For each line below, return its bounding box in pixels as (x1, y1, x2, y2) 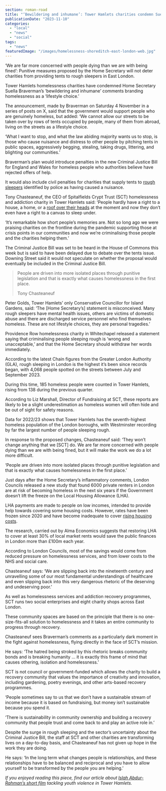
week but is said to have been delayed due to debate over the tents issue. (5, 250, 155, 256)
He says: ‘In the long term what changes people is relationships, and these (5, 754, 157, 760)
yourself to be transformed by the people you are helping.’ (5, 765, 124, 771)
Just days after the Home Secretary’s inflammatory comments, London (5, 477, 149, 483)
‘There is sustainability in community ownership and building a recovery (5, 714, 152, 720)
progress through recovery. (5, 624, 61, 630)
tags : (5, 40, 16, 45)
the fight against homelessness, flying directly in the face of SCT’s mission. (5, 639, 158, 645)
